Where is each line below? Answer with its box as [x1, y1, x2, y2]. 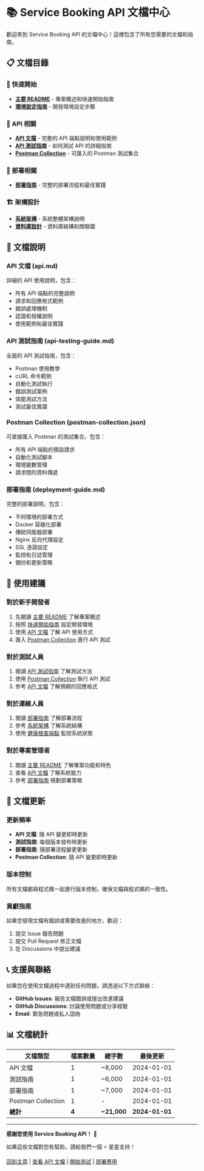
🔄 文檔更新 [6, 796, 46, 807]
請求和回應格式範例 [15, 297, 64, 305]
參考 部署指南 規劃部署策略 [15, 776, 83, 784]
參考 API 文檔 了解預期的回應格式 [15, 683, 98, 690]
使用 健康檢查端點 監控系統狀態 [15, 729, 93, 737]
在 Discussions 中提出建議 [15, 945, 81, 952]
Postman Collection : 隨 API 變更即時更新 [15, 853, 118, 861]
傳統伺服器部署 [15, 529, 53, 536]
